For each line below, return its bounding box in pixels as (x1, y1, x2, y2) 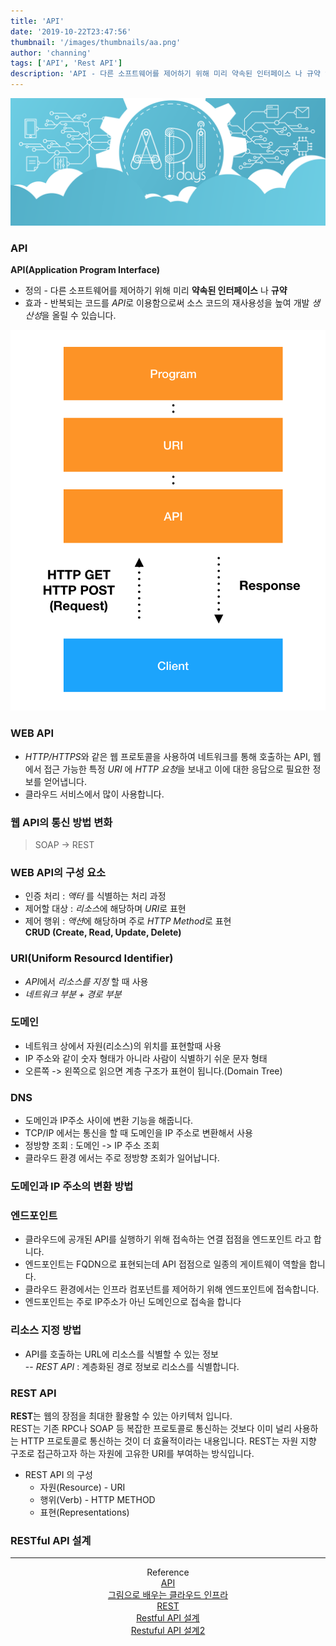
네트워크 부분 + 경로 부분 (24, 988, 122, 1000)
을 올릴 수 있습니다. (41, 310, 117, 322)
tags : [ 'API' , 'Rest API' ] (10, 58, 123, 69)
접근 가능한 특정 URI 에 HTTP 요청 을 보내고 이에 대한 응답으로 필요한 (43, 763, 311, 775)
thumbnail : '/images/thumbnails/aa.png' (10, 37, 182, 47)
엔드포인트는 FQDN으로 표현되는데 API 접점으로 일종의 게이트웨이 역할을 (24, 1258, 307, 1270)
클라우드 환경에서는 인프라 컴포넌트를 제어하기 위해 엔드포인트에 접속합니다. (24, 1283, 320, 1295)
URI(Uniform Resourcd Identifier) (10, 951, 174, 965)
